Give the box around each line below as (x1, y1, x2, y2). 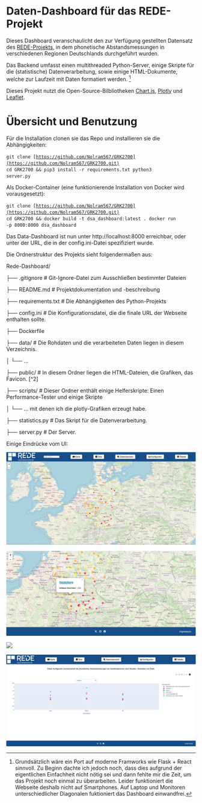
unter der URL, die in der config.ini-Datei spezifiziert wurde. (6, 239, 155, 246)
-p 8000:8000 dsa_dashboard (6, 222, 77, 228)
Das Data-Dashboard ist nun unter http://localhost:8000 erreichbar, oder (6, 232, 186, 240)
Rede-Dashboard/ (6, 262, 51, 270)
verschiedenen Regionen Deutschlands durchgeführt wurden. (6, 49, 159, 57)
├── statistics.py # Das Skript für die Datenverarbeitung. (6, 416, 147, 424)
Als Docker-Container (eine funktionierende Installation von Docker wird (6, 183, 185, 191)
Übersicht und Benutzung (6, 115, 138, 128)
